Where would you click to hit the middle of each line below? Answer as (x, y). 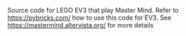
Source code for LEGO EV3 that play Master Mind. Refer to (93, 10)
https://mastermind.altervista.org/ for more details (81, 25)
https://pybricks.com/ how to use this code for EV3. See (89, 18)
